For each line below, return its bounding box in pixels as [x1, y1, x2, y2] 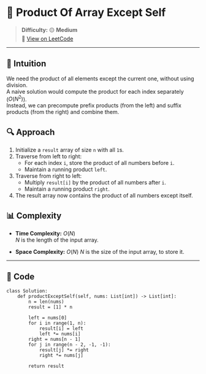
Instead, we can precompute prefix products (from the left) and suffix [6, 102, 182, 109]
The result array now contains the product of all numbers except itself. [15, 192, 193, 199]
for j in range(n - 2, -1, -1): [28, 342, 112, 348]
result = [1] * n [28, 303, 72, 310]
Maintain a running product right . [24, 185, 110, 193]
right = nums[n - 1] [28, 336, 81, 342]
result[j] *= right [39, 346, 89, 353]
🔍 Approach [6, 127, 55, 137]
